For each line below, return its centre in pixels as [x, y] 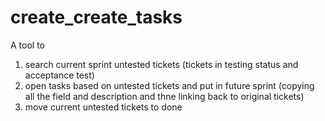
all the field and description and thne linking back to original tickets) [164, 96]
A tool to [27, 45]
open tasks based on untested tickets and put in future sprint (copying [169, 85]
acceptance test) [59, 75]
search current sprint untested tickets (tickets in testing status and [161, 64]
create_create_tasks [96, 17]
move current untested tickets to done [103, 107]
